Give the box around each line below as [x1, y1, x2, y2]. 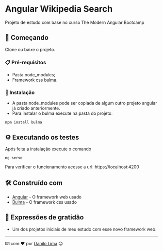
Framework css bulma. [12, 77, 58, 83]
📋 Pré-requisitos [5, 59, 46, 66]
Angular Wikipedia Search [5, 3, 113, 15]
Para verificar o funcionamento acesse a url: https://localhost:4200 [5, 164, 140, 170]
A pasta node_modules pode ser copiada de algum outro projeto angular [12, 100, 157, 106]
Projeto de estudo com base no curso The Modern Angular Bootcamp [5, 19, 145, 25]
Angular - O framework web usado [12, 194, 81, 200]
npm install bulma [5, 120, 42, 125]
